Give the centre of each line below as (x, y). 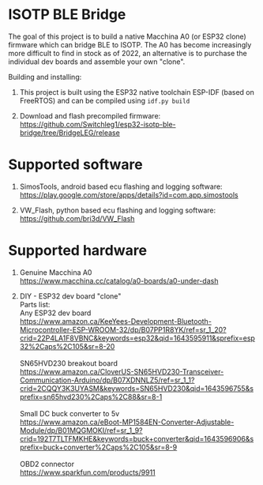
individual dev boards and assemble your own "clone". (97, 62)
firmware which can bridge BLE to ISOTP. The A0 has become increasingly (130, 44)
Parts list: (35, 304)
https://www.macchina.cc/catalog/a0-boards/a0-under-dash (119, 280)
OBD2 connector (47, 464)
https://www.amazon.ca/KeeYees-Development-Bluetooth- (115, 321)
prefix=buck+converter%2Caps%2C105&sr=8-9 (98, 447)
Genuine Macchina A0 (56, 272)
